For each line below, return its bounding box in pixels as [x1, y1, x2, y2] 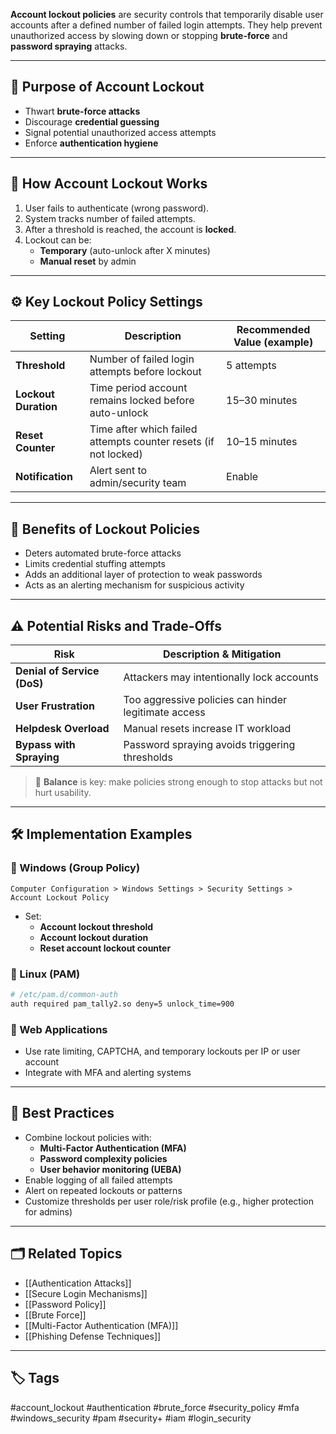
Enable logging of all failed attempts [24, 1174, 173, 1186]
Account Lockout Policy [10, 892, 110, 903]
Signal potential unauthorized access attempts [24, 126, 217, 138]
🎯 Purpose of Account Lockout [10, 79, 205, 96]
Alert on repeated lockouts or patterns [24, 1184, 183, 1196]
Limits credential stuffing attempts [24, 558, 166, 570]
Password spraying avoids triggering [123, 738, 296, 752]
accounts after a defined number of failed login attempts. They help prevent [10, 19, 323, 31]
